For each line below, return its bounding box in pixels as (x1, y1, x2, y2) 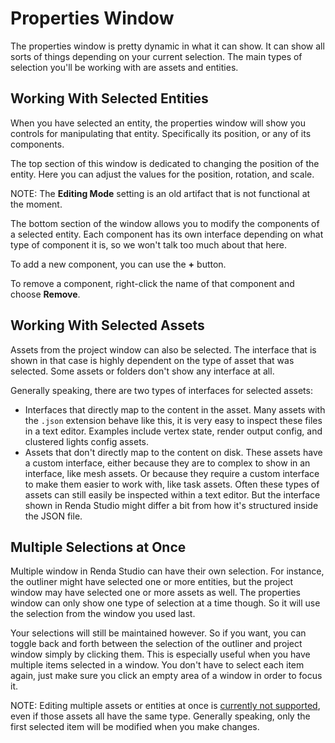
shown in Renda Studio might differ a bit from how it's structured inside (24, 499, 319, 511)
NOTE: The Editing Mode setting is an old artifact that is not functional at (10, 187, 311, 199)
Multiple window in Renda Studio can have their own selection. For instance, (10, 565, 325, 577)
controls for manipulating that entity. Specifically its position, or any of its (10, 127, 312, 139)
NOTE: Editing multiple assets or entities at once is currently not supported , (10, 700, 321, 712)
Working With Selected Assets (10, 317, 205, 334)
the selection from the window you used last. (10, 608, 196, 620)
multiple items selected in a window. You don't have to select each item (10, 659, 305, 671)
